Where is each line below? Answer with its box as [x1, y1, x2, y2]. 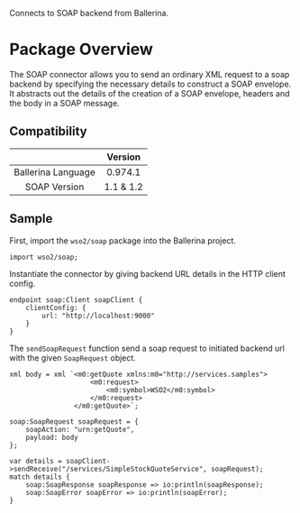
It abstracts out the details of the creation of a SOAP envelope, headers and [9, 87, 290, 98]
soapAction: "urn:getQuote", [25, 425, 135, 434]
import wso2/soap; [9, 252, 78, 261]
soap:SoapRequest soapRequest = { [9, 417, 140, 426]
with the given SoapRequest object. [9, 352, 137, 363]
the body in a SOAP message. [9, 97, 120, 108]
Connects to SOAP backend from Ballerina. [9, 8, 169, 18]
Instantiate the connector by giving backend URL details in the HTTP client [9, 268, 286, 279]
